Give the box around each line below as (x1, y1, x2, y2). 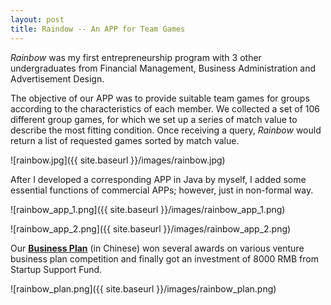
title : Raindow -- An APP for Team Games (10, 24, 186, 34)
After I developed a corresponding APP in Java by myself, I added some (10, 173, 307, 185)
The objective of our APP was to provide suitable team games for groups (10, 92, 310, 104)
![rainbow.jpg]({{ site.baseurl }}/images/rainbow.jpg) (10, 154, 226, 166)
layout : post (10, 14, 65, 25)
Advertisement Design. (10, 72, 105, 85)
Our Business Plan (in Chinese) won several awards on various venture (10, 242, 305, 254)
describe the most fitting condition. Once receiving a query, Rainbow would (10, 124, 322, 136)
